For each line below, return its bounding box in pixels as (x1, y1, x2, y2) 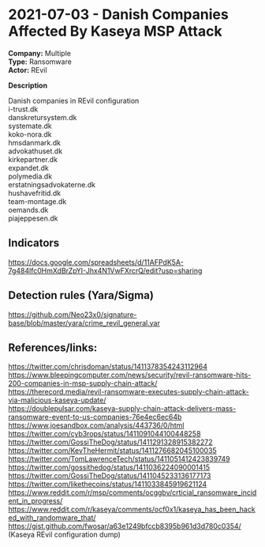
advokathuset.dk (8, 146, 63, 156)
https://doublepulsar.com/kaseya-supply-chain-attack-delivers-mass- (8, 404, 237, 413)
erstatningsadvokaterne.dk (8, 179, 96, 189)
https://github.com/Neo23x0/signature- (8, 310, 137, 319)
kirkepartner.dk (8, 154, 58, 164)
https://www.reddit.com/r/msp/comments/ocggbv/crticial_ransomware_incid (8, 488, 257, 497)
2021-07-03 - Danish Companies (8, 6, 229, 24)
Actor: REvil (8, 65, 47, 74)
